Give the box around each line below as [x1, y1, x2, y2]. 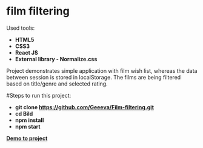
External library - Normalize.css [15, 55, 98, 62]
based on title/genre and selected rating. [6, 80, 108, 87]
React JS [15, 49, 38, 56]
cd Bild [15, 110, 33, 117]
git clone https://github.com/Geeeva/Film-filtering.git [15, 103, 155, 110]
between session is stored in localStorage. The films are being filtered [6, 73, 181, 81]
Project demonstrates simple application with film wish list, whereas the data [6, 67, 198, 74]
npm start [15, 123, 41, 130]
